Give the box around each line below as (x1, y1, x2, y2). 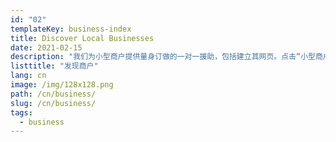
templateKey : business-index (10, 24, 132, 34)
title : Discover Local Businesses (10, 33, 155, 43)
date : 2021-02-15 (10, 42, 83, 53)
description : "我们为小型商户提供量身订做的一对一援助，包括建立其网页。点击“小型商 (10, 52, 323, 62)
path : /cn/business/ (10, 89, 97, 99)
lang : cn (10, 71, 47, 81)
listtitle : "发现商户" (10, 61, 99, 71)
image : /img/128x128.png (10, 80, 114, 90)
